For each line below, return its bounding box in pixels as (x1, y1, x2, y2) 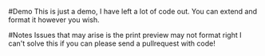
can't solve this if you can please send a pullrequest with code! (8, 39, 216, 48)
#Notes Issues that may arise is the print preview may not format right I (8, 31, 242, 39)
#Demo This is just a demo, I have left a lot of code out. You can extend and (8, 7, 258, 16)
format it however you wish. (8, 15, 100, 24)
